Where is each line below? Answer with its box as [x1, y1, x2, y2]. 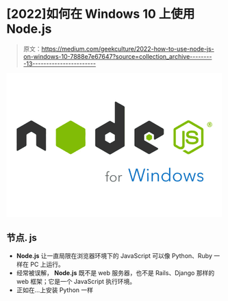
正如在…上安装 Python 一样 [16, 285, 94, 294]
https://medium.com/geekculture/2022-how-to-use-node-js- [41, 44, 215, 53]
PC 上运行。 [29, 260, 64, 268]
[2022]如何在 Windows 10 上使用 [6, 6, 195, 22]
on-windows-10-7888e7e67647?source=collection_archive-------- [23, 52, 212, 60]
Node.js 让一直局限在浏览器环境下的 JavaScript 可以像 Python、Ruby [16, 251, 213, 260]
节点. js [6, 232, 37, 244]
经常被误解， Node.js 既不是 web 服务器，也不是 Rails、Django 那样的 [16, 268, 215, 277]
